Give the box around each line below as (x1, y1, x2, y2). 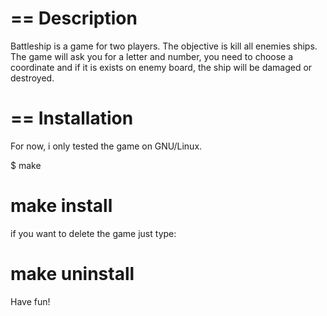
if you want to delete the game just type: (10, 227, 177, 239)
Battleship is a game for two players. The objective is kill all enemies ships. (10, 40, 318, 52)
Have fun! (10, 295, 51, 307)
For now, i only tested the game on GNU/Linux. (10, 140, 203, 152)
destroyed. (10, 72, 55, 84)
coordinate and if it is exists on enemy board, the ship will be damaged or (10, 61, 313, 73)
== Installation (10, 107, 134, 130)
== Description (10, 7, 138, 30)
